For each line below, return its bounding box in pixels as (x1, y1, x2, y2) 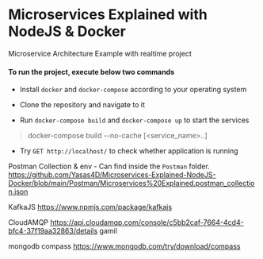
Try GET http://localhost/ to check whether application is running (19, 146, 238, 156)
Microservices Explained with (8, 6, 208, 24)
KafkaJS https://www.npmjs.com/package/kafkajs (8, 203, 173, 212)
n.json (8, 187, 29, 196)
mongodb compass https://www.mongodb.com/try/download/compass (8, 242, 241, 251)
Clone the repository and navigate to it (19, 100, 145, 110)
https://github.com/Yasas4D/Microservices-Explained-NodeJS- (8, 170, 216, 180)
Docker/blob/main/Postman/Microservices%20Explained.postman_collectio (8, 179, 255, 188)
